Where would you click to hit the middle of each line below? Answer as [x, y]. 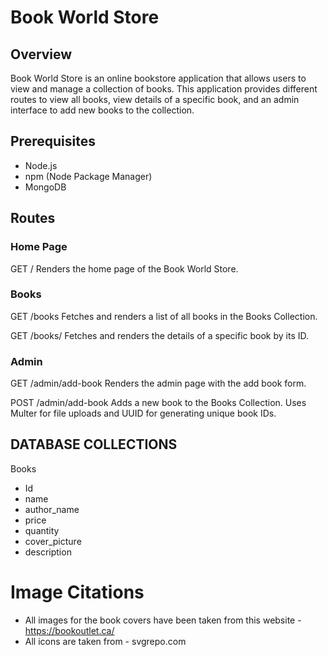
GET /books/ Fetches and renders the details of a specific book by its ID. [159, 335]
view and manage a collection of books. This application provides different [164, 89]
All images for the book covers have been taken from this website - [163, 620]
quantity [42, 530]
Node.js [41, 165]
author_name [52, 509]
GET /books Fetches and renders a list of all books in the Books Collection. [164, 316]
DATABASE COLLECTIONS [94, 444]
